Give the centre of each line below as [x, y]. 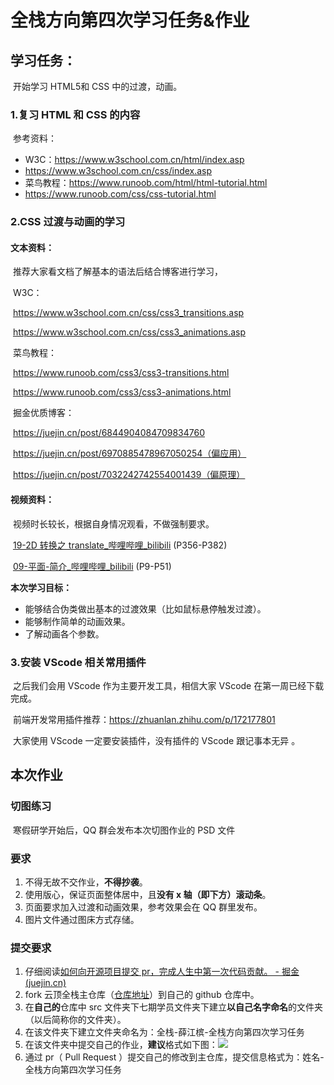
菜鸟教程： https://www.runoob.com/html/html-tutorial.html [146, 183]
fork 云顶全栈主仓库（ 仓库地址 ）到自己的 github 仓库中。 [142, 995]
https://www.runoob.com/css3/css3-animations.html [122, 392]
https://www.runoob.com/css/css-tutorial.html [120, 194]
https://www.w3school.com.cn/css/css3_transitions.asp [128, 313]
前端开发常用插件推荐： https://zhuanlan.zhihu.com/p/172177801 [144, 719]
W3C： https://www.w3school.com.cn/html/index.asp [134, 160]
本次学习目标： [41, 587]
